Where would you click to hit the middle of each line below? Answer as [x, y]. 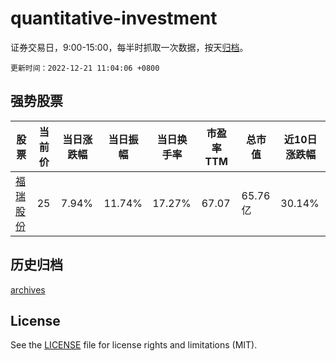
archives [28, 289]
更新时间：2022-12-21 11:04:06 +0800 [85, 68]
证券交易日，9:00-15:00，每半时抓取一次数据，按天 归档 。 [129, 47]
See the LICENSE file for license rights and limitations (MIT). [134, 345]
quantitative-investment [114, 18]
